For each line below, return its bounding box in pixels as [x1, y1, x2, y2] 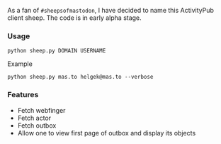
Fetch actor [17, 113, 52, 122]
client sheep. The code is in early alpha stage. [7, 13, 142, 22]
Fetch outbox [17, 121, 57, 130]
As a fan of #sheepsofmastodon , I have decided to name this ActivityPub [7, 6, 215, 14]
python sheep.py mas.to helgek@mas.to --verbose [7, 74, 154, 81]
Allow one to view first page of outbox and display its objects [17, 128, 196, 137]
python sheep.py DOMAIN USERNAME [7, 48, 106, 55]
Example [7, 60, 33, 68]
